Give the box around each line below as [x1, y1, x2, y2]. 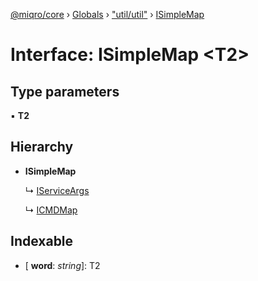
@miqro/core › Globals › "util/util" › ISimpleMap [10, 9, 205, 20]
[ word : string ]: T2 [24, 259, 101, 271]
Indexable [10, 233, 74, 250]
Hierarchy [10, 139, 74, 156]
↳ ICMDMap [24, 204, 78, 216]
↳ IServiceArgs [24, 184, 90, 196]
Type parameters [10, 83, 120, 100]
